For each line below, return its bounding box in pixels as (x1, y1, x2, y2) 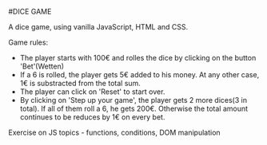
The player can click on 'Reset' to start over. (19, 87, 165, 96)
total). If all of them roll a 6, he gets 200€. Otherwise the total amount (19, 104, 249, 113)
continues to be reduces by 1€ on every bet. (19, 112, 165, 122)
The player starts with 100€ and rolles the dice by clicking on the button (19, 53, 257, 62)
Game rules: (8, 37, 49, 47)
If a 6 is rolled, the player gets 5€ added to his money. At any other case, (19, 70, 260, 79)
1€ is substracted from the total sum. (19, 79, 141, 88)
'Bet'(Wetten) (19, 61, 65, 71)
